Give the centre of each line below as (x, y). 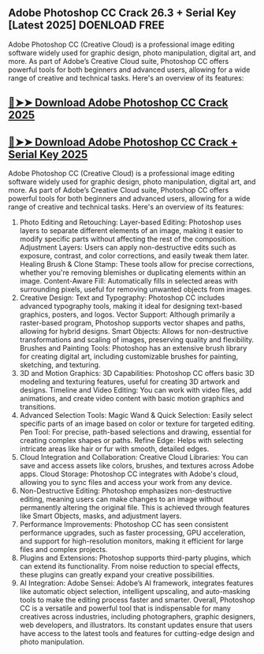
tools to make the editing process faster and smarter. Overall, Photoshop (137, 600)
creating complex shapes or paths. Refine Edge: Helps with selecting (131, 441)
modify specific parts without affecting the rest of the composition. (128, 239)
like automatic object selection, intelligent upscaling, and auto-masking (135, 592)
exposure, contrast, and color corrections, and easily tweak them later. (134, 256)
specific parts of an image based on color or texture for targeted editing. (137, 424)
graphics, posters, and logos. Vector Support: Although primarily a (127, 314)
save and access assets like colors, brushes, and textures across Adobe (137, 466)
